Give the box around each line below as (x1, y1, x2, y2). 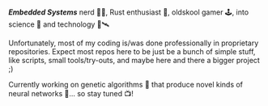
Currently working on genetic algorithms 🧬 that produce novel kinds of (8, 80, 244, 89)
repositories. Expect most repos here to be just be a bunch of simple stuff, (8, 47, 256, 56)
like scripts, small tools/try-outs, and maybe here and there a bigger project (8, 56, 261, 65)
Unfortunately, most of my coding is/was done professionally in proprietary (8, 38, 259, 48)
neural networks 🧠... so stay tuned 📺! (8, 89, 134, 98)
